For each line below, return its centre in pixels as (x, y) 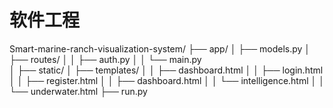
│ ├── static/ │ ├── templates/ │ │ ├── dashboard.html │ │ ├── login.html (166, 70)
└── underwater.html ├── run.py (78, 91)
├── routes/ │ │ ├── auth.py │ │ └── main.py (105, 59)
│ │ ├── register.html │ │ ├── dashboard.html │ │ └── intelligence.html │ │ (167, 80)
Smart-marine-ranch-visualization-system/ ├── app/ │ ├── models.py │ (160, 48)
